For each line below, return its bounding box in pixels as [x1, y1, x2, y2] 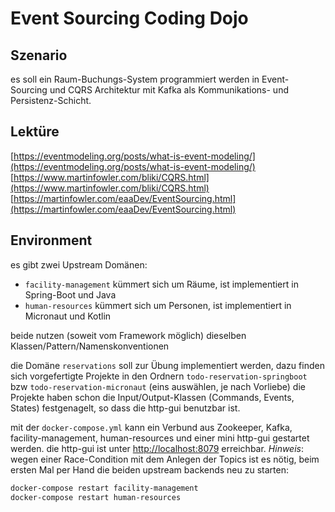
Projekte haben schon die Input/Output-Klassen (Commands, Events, [10, 391, 295, 403]
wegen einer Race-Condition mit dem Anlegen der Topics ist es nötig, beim [10, 453, 320, 465]
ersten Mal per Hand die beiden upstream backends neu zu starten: [10, 463, 289, 476]
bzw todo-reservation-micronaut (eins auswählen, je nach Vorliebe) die [10, 380, 306, 392]
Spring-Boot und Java [24, 288, 117, 301]
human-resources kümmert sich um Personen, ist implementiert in [24, 299, 292, 311]
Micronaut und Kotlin [24, 310, 112, 322]
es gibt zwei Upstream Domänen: [10, 258, 148, 271]
